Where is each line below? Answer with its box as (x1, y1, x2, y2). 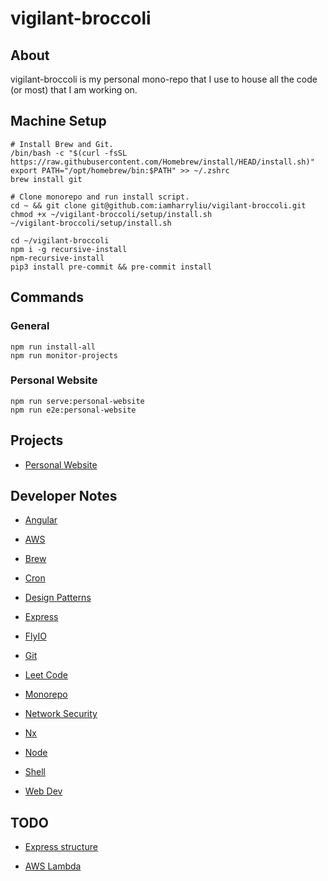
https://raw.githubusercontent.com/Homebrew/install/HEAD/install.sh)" (10, 157, 315, 167)
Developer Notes (10, 488, 118, 504)
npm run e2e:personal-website (10, 405, 137, 415)
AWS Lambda (24, 860, 82, 872)
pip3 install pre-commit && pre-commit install (10, 262, 213, 272)
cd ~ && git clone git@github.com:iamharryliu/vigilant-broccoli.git (10, 200, 307, 211)
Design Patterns (24, 592, 92, 604)
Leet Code (24, 669, 68, 681)
